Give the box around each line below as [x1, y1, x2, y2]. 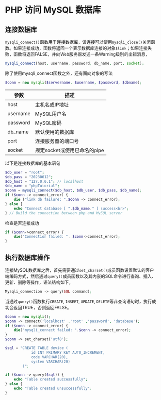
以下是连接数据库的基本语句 [5, 160, 61, 166]
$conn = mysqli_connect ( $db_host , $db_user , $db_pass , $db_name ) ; [5, 188, 142, 193]
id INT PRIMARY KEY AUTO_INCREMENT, [31, 350, 105, 355]
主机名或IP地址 [35, 101, 69, 108]
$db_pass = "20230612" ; [5, 174, 53, 179]
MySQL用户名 [35, 110, 67, 117]
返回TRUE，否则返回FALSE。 [13, 304, 72, 310]
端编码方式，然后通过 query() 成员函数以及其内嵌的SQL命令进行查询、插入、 [5, 273, 156, 279]
